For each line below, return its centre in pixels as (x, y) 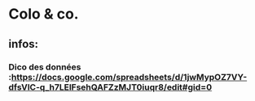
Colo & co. (44, 14)
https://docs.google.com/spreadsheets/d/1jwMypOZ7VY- (129, 77)
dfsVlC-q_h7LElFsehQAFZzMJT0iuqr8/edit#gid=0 (110, 87)
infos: (24, 44)
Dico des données (45, 67)
